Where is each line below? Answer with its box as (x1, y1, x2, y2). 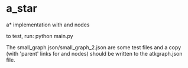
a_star (6, 2, 37, 15)
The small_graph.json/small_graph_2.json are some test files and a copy (6, 43, 181, 51)
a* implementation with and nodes (6, 21, 90, 28)
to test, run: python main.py (6, 32, 73, 39)
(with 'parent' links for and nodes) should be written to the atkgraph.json (6, 50, 183, 57)
